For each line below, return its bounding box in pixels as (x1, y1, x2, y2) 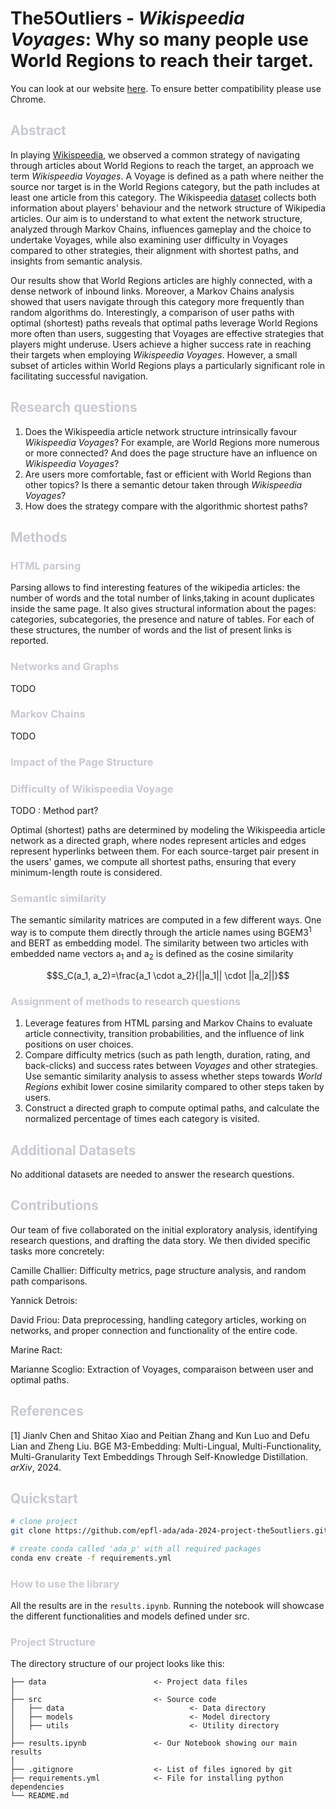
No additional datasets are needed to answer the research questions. (10, 1168, 295, 1180)
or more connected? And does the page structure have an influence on (24, 447, 318, 459)
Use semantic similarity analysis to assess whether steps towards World (24, 1070, 323, 1082)
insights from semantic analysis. (10, 255, 143, 267)
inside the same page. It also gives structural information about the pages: (10, 603, 317, 615)
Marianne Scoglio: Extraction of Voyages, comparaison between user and (10, 1363, 314, 1375)
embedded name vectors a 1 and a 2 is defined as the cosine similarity (10, 948, 294, 962)
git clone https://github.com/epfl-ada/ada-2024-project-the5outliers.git (10, 1526, 329, 1536)
